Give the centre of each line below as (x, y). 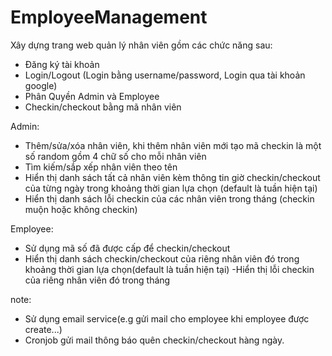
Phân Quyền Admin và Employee (92, 96)
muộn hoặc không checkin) (81, 209)
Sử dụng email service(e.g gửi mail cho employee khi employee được (167, 318)
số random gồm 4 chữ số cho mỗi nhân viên (115, 156)
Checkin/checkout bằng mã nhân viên (103, 107)
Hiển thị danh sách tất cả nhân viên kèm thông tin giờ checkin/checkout (172, 177)
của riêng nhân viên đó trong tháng (97, 280)
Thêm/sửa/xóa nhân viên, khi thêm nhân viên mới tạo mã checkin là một (173, 145)
